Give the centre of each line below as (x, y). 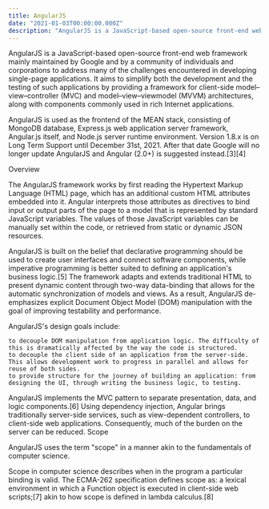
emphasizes (28, 303)
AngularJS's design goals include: (64, 327)
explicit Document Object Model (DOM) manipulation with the (151, 303)
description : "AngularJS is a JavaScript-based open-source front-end (128, 30)
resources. (26, 236)
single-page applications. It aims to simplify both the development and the (131, 79)
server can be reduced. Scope (58, 432)
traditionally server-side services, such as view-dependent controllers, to (129, 415)
